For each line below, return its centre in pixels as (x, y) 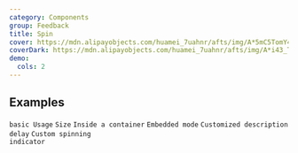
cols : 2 (31, 67)
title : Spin (31, 34)
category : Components (49, 17)
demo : (19, 58)
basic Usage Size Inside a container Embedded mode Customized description (149, 125)
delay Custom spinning (50, 134)
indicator (27, 142)
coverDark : (29, 50)
